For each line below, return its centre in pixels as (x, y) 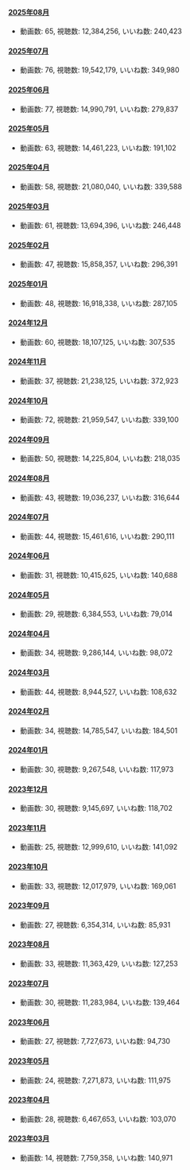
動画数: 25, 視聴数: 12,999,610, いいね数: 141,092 (99, 847)
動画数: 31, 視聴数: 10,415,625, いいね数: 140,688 (99, 575)
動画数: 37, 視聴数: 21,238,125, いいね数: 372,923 (99, 381)
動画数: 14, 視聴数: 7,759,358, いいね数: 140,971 (96, 1158)
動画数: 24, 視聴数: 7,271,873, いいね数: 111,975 (95, 1080)
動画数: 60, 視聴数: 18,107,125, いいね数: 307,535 (97, 342)
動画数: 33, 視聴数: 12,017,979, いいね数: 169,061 (98, 885)
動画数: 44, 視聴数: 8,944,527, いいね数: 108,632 (98, 692)
